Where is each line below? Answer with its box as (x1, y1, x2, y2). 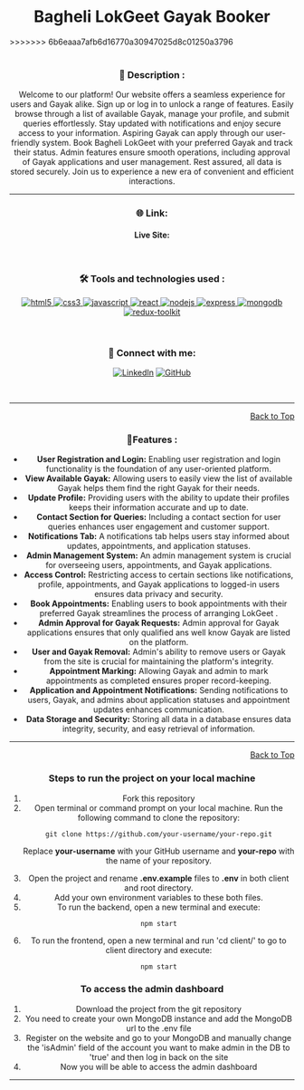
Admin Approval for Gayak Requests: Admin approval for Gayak (38, 618, 280, 629)
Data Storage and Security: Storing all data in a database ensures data (25, 714, 291, 725)
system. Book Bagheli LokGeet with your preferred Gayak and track (42, 138, 293, 149)
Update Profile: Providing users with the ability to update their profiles (27, 492, 290, 504)
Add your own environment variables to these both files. (53, 892, 264, 902)
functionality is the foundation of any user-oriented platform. (45, 464, 271, 475)
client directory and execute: (105, 944, 213, 955)
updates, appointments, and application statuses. (66, 541, 251, 552)
